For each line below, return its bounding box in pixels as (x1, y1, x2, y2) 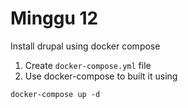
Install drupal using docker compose (10, 40, 161, 52)
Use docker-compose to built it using (24, 70, 178, 82)
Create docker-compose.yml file (24, 59, 152, 71)
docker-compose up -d (10, 89, 101, 99)
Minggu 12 (10, 7, 99, 30)
